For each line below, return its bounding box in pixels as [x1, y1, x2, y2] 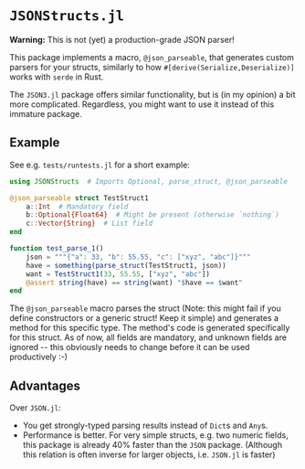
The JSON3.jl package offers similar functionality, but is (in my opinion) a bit [9, 89, 296, 100]
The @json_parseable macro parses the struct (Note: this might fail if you [9, 303, 281, 314]
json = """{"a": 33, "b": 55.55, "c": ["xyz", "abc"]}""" [26, 252, 251, 261]
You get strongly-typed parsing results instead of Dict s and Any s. [22, 420, 268, 432]
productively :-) [9, 351, 68, 363]
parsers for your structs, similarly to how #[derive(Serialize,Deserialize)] [9, 61, 295, 72]
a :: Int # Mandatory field [26, 202, 129, 211]
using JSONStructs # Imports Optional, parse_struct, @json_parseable [9, 176, 288, 186]
